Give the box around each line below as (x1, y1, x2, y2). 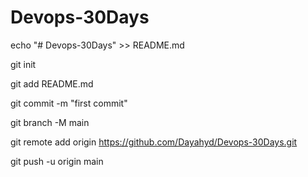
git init (10, 58, 37, 70)
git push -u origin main (10, 155, 104, 167)
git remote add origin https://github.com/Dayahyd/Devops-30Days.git (10, 136, 298, 148)
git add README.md (10, 77, 94, 90)
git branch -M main (10, 116, 90, 128)
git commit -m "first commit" (10, 97, 128, 109)
